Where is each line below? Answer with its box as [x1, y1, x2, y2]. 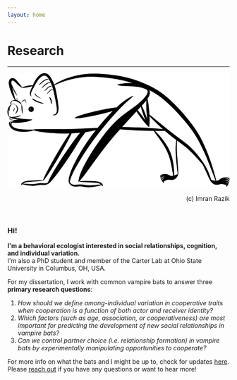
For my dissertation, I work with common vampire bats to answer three [7, 277, 213, 286]
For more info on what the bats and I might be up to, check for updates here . [7, 357, 229, 366]
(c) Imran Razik [186, 194, 230, 202]
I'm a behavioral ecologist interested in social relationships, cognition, [7, 241, 217, 250]
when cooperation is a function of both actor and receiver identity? [17, 306, 214, 314]
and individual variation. [7, 249, 80, 257]
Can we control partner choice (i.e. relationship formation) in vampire [17, 336, 220, 345]
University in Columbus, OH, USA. [7, 264, 107, 272]
